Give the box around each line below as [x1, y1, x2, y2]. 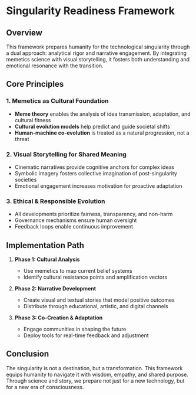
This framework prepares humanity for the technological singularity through [6, 43, 190, 50]
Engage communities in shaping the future [23, 326, 127, 333]
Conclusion [6, 349, 49, 359]
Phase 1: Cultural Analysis [14, 256, 81, 263]
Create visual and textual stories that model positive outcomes [23, 296, 175, 303]
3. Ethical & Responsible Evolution [6, 197, 105, 205]
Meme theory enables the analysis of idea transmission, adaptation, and [14, 110, 191, 117]
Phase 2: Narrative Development [14, 285, 96, 292]
